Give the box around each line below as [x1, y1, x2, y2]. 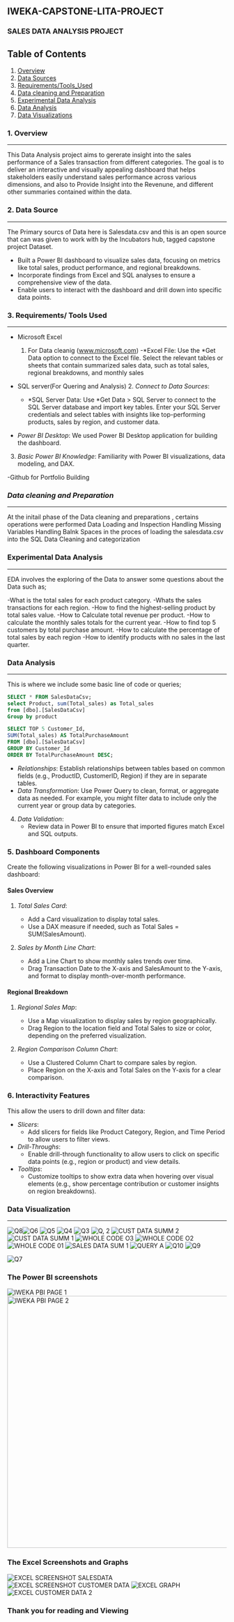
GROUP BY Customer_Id [7, 745, 70, 752]
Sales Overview [7, 886, 54, 895]
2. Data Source [7, 205, 58, 215]
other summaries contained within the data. [7, 188, 132, 196]
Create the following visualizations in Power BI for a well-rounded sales [7, 863, 212, 871]
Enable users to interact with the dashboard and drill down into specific [17, 285, 222, 294]
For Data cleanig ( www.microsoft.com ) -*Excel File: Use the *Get [27, 347, 216, 355]
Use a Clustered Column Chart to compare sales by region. [27, 1059, 197, 1067]
